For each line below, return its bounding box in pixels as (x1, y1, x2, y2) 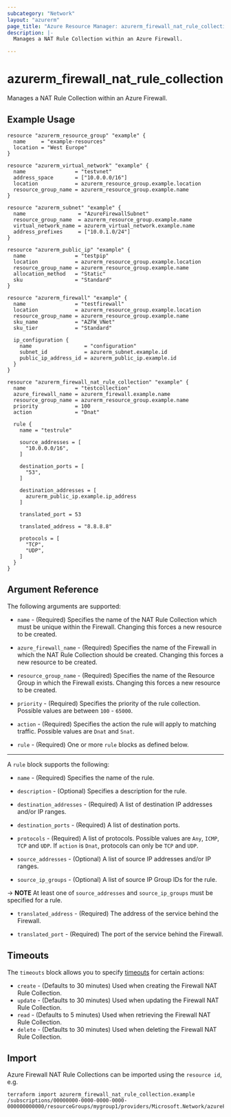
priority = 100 (13, 403, 91, 410)
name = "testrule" (19, 427, 72, 434)
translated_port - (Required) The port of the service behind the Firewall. (16, 929, 223, 938)
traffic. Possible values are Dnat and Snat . (16, 727, 135, 736)
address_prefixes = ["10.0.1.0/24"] (13, 228, 131, 235)
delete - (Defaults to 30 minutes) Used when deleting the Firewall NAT (16, 1025, 217, 1033)
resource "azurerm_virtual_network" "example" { (7, 162, 149, 169)
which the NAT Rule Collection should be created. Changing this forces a (16, 650, 223, 659)
